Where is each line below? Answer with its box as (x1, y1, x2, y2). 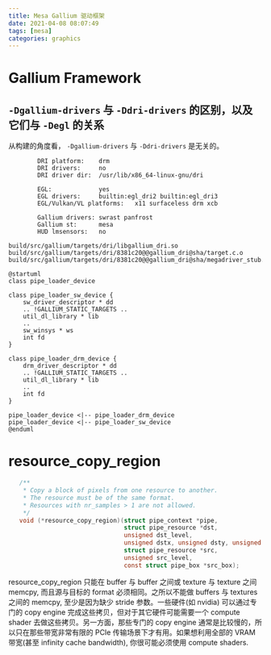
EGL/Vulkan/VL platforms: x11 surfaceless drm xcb (37, 199, 219, 208)
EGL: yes (37, 186, 110, 194)
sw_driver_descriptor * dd (23, 298, 114, 307)
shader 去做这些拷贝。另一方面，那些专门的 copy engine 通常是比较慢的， (8, 617, 256, 627)
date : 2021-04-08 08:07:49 (8, 19, 99, 27)
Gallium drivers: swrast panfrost (37, 214, 153, 222)
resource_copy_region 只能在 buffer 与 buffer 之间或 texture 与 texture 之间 (8, 577, 257, 586)
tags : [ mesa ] (8, 27, 52, 35)
